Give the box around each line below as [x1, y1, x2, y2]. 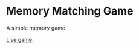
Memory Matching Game [6, 4, 134, 18]
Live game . [6, 36, 34, 43]
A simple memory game [6, 24, 65, 31]
